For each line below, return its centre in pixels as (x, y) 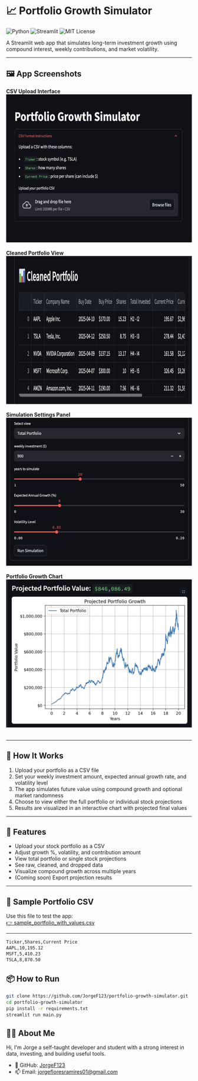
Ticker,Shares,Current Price (42, 942)
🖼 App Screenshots (44, 74)
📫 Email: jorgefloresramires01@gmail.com (66, 1072)
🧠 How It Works (35, 756)
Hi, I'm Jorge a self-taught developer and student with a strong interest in (95, 1047)
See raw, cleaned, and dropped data (59, 865)
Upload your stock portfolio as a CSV (60, 846)
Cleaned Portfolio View (35, 253)
